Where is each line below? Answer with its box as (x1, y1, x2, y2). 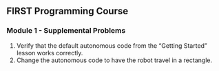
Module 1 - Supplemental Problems (6, 26, 126, 35)
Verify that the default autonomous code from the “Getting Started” (16, 41, 208, 50)
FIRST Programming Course (6, 5, 129, 17)
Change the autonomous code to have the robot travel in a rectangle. (16, 56, 213, 64)
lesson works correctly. (16, 48, 83, 57)
